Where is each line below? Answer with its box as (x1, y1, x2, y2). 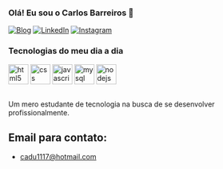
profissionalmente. (8, 107, 70, 117)
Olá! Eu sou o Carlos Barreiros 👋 (8, 7, 134, 18)
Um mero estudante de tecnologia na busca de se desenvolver (8, 99, 215, 109)
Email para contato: (8, 131, 108, 144)
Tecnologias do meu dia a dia (8, 46, 124, 57)
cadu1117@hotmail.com (19, 152, 98, 162)
